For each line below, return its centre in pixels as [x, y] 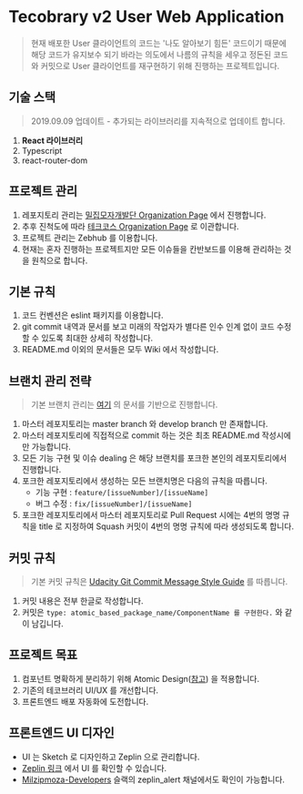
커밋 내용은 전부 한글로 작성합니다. [82, 601]
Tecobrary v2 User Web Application [146, 17]
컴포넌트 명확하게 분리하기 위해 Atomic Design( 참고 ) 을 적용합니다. [141, 678]
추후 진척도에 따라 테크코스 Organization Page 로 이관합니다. [130, 226]
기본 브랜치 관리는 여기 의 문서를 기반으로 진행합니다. [124, 405]
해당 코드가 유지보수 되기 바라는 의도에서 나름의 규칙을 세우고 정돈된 [151, 54]
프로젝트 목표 [43, 655]
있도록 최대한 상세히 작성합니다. [97, 338]
